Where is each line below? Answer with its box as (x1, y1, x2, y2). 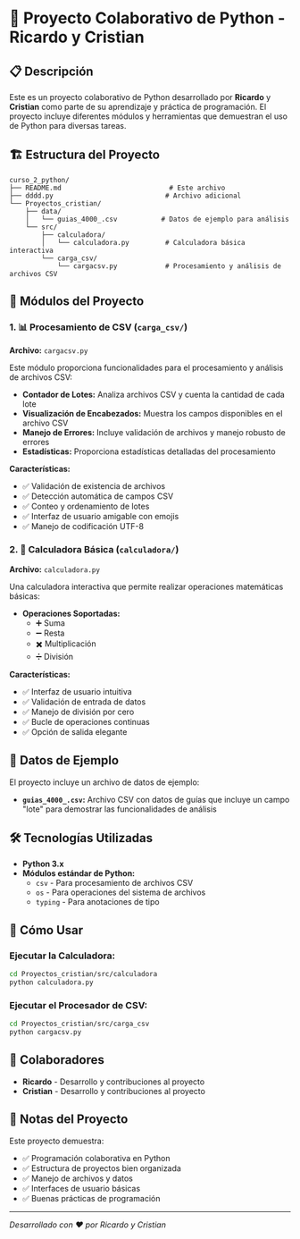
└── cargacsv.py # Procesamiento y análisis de (56, 261, 281, 271)
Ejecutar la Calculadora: (9, 949, 116, 962)
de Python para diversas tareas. (9, 121, 127, 131)
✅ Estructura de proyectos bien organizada (21, 1162, 181, 1174)
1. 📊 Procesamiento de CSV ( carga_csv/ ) (9, 321, 188, 333)
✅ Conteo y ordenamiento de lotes (21, 501, 150, 511)
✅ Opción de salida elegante (21, 726, 128, 737)
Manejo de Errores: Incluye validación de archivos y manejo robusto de (21, 426, 286, 437)
